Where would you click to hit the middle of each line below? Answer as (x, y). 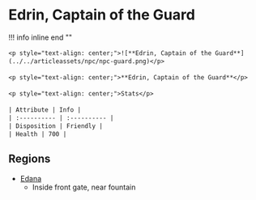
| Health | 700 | (38, 134)
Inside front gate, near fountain (84, 187)
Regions (30, 159)
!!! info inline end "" (41, 37)
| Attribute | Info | (45, 110)
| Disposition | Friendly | (56, 126)
